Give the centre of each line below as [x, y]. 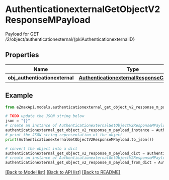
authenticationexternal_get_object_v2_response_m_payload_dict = [75, 153]
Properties [22, 55]
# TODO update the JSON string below [45, 116]
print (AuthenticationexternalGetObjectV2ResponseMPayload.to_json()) [80, 139]
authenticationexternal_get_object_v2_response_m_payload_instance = [80, 130]
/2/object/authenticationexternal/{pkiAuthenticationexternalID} [70, 39]
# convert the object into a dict [41, 149]
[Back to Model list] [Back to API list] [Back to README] [63, 172]
